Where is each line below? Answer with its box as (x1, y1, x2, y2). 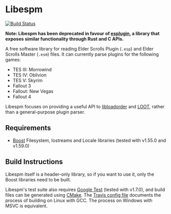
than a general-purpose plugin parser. (5, 109, 85, 115)
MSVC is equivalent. (5, 203, 48, 209)
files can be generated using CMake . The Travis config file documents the (5, 192, 161, 198)
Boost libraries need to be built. (5, 176, 71, 182)
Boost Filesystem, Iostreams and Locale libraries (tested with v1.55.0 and (12, 137, 166, 144)
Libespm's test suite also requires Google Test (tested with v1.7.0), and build (5, 186, 165, 193)
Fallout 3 (12, 83, 32, 89)
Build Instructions (5, 157, 63, 167)
